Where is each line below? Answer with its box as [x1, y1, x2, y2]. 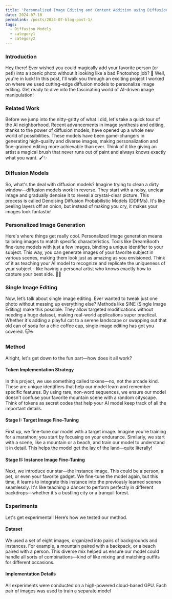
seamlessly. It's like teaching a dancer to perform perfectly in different [5, 484, 154, 490]
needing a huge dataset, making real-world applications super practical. [5, 312, 157, 318]
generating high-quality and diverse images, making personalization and [5, 138, 158, 144]
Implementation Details [5, 571, 56, 577]
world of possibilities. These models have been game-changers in [5, 133, 145, 139]
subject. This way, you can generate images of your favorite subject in [5, 249, 154, 255]
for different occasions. [5, 559, 55, 565]
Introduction [5, 53, 37, 60]
